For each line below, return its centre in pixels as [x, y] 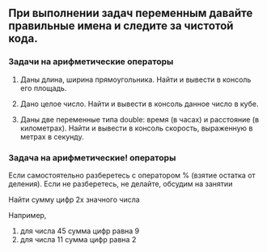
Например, [28, 215]
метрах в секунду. [52, 136]
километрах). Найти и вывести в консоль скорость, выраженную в [136, 128]
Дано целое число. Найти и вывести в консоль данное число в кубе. [139, 104]
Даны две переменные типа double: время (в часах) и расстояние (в [140, 119]
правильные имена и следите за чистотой [121, 26]
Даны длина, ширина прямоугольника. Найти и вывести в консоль [136, 79]
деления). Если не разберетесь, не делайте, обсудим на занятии [121, 184]
